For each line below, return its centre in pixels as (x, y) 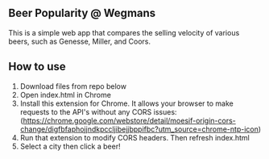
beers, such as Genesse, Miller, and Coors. (80, 41)
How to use (37, 67)
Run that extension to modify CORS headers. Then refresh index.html (134, 137)
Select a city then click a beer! (70, 146)
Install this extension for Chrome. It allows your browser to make (126, 103)
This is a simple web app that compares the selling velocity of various (124, 32)
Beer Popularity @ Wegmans (82, 13)
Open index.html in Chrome (65, 94)
